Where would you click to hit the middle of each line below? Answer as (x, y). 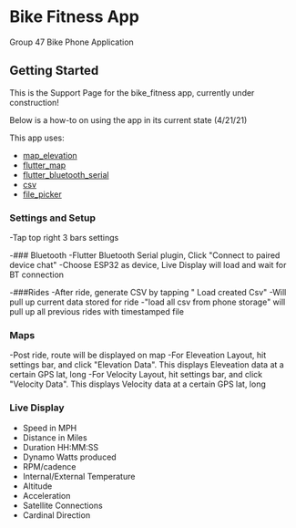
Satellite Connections (62, 505)
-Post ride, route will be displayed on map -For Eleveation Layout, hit (138, 355)
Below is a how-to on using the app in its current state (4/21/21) (128, 119)
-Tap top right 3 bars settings (64, 238)
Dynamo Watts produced (69, 457)
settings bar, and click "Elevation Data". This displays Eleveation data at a (147, 365)
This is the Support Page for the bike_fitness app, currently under (132, 92)
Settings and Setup (53, 218)
